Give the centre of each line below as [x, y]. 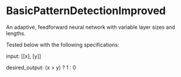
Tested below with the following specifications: [63, 45]
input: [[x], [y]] [24, 56]
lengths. [16, 33]
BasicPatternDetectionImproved [86, 11]
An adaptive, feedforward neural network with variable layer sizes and [91, 27]
